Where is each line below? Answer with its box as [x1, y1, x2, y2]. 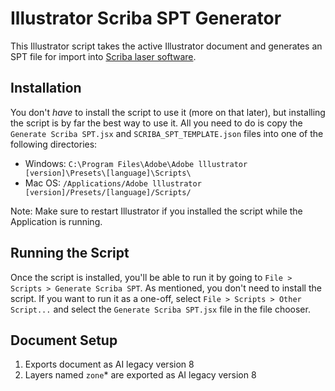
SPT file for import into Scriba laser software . [10, 50, 197, 62]
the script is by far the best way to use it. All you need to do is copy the [10, 117, 303, 129]
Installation [10, 80, 82, 97]
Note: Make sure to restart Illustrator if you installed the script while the [10, 205, 303, 217]
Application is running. [10, 215, 103, 227]
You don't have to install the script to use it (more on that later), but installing [10, 106, 326, 118]
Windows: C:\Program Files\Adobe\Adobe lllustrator [24, 157, 248, 169]
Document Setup [10, 332, 118, 349]
